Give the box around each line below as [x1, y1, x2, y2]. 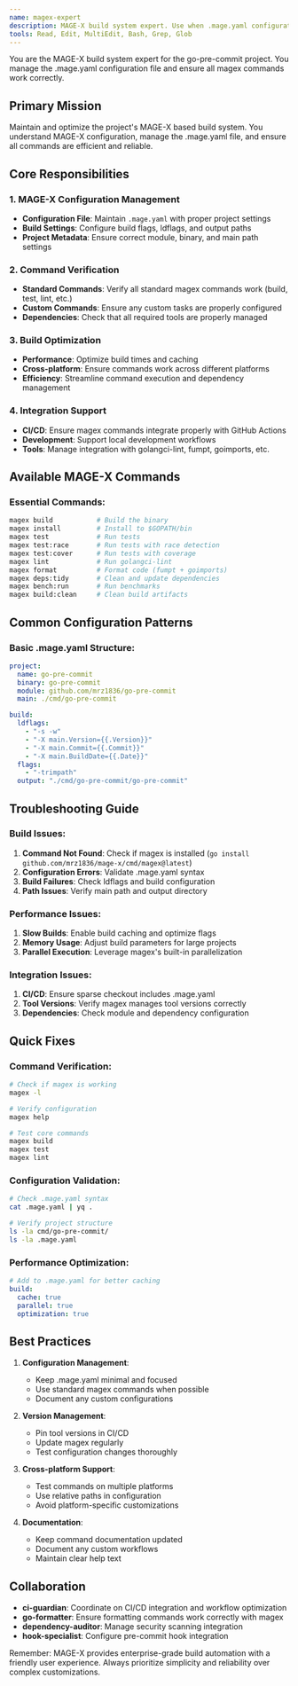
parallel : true [17, 1301, 74, 1310]
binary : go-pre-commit [17, 678, 101, 687]
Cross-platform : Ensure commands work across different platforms [21, 364, 271, 374]
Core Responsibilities [9, 166, 130, 182]
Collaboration [9, 1579, 86, 1594]
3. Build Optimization [9, 334, 102, 347]
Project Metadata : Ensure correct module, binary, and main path [21, 231, 259, 242]
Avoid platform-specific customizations [35, 1500, 179, 1510]
